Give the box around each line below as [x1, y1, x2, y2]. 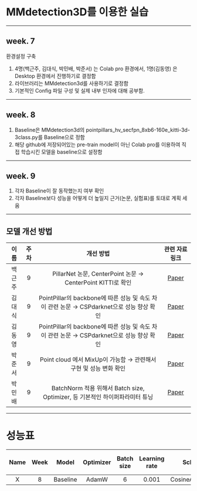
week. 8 [6, 110, 36, 120]
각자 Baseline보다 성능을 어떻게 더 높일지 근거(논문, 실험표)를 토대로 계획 [14, 195, 182, 202]
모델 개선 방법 [6, 226, 53, 236]
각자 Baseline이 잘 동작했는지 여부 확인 [14, 187, 104, 194]
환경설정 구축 [6, 52, 36, 59]
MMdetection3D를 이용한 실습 [6, 5, 149, 19]
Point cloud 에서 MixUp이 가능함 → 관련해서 [40, 355, 157, 364]
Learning [138, 455, 165, 463]
